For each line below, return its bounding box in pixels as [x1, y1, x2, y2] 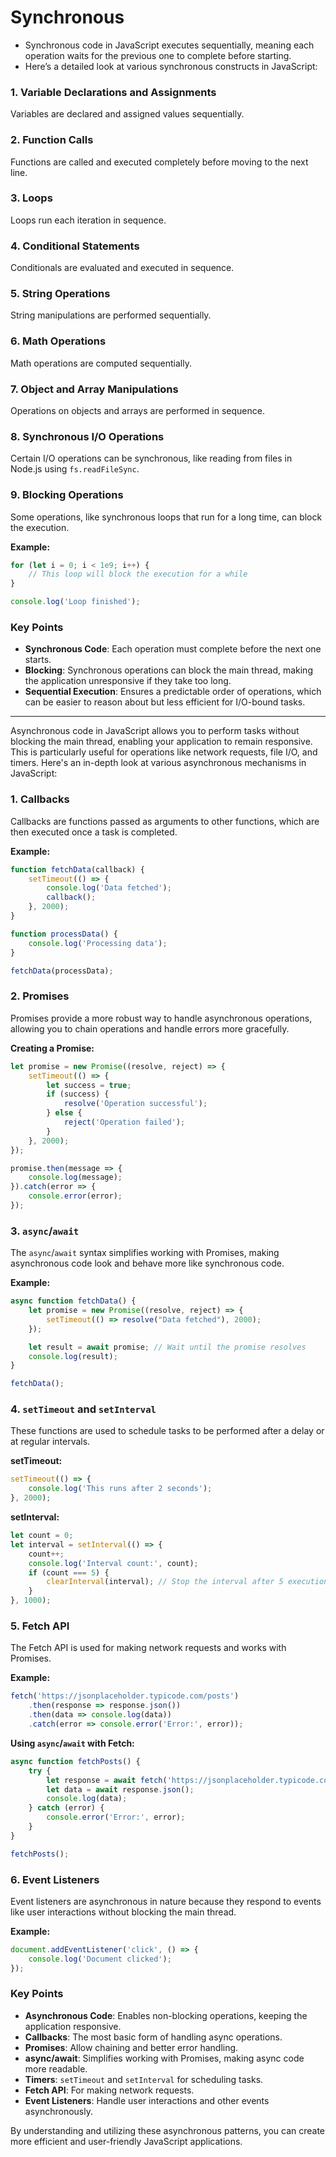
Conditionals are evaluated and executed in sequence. [10, 262, 235, 274]
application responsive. [24, 2020, 122, 2032]
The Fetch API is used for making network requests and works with [10, 1642, 287, 1654]
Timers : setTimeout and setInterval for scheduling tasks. [24, 2073, 264, 2085]
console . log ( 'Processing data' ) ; [28, 938, 168, 948]
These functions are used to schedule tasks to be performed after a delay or [10, 1425, 325, 1437]
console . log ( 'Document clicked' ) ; [28, 1954, 172, 1964]
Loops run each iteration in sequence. [10, 214, 167, 226]
